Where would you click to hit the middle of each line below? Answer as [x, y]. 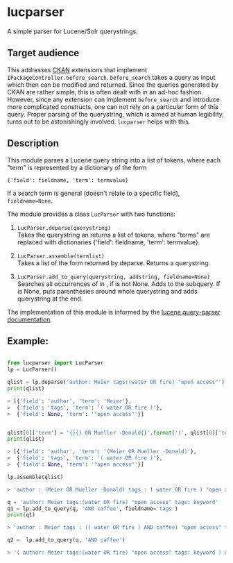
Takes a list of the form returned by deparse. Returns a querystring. [113, 263]
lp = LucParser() [32, 370]
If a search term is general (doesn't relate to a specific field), [94, 193]
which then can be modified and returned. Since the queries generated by [113, 85]
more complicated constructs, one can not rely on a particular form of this [113, 107]
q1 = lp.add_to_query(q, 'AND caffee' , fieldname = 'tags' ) [93, 509]
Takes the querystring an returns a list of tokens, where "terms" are [113, 235]
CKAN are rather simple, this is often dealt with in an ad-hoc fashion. [105, 92]
